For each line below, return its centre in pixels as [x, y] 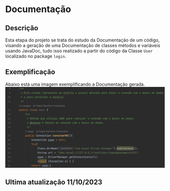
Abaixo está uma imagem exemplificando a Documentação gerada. [75, 84]
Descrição [22, 28]
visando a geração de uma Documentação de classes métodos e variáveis [83, 45]
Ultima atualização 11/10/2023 [54, 182]
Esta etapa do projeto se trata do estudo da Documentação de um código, [82, 40]
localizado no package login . [36, 56]
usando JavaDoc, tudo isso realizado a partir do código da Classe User [79, 51]
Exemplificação [30, 72]
